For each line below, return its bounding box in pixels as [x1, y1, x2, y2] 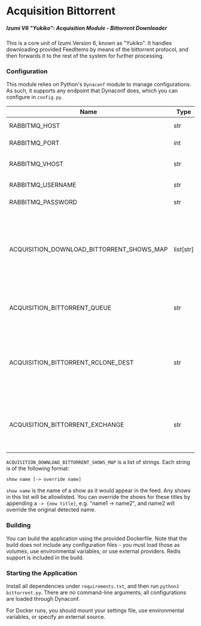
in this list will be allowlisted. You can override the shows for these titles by [6, 493, 190, 501]
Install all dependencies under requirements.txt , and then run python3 [6, 583, 179, 590]
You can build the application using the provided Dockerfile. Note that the [6, 535, 187, 542]
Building [6, 521, 31, 529]
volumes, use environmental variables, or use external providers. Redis [6, 547, 181, 555]
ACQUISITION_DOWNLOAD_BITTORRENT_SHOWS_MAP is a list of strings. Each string [6, 459, 190, 466]
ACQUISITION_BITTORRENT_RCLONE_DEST [9, 359, 134, 367]
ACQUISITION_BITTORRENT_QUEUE [9, 304, 112, 312]
